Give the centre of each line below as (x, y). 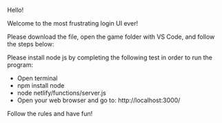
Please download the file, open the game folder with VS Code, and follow (111, 37)
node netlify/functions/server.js (62, 93)
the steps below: (31, 44)
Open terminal (37, 78)
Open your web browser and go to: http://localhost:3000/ (99, 100)
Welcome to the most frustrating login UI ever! (73, 23)
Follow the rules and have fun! (50, 114)
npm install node (41, 85)
